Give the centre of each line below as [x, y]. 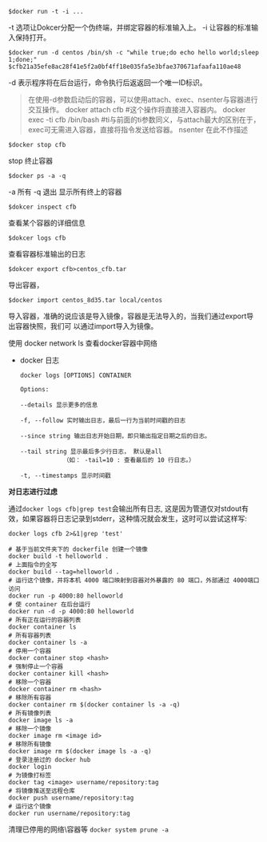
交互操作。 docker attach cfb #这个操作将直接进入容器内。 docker [137, 109]
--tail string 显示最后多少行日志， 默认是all [91, 451]
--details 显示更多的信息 [59, 405]
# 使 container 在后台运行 [50, 605]
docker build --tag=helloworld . [64, 572]
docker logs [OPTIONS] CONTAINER [76, 375]
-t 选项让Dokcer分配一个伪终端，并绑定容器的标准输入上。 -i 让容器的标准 [130, 27]
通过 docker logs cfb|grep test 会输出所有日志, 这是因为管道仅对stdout [125, 508]
